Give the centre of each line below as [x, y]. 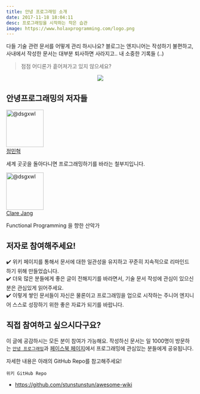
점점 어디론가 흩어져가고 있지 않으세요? [66, 66]
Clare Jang [20, 213]
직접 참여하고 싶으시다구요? [54, 326]
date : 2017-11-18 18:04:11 [40, 17]
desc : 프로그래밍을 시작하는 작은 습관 [47, 23]
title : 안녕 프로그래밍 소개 [37, 12]
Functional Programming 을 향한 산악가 [53, 225]
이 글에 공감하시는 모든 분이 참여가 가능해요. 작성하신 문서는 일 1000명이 [90, 341]
